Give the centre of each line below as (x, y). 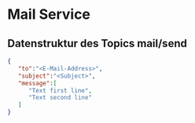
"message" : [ (37, 83)
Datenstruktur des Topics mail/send (97, 43)
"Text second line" (60, 98)
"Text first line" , (60, 90)
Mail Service (49, 14)
